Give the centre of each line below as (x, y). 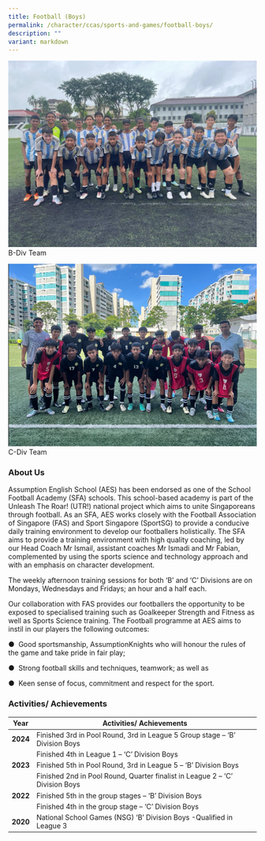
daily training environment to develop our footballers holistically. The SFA (127, 532)
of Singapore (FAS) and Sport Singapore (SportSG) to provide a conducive (129, 523)
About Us (26, 473)
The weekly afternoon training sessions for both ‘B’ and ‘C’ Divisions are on (130, 581)
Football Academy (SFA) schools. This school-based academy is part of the (131, 498)
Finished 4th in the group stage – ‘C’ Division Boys (118, 806)
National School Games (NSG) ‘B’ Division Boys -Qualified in (134, 817)
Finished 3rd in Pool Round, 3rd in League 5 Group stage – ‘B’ (136, 734)
